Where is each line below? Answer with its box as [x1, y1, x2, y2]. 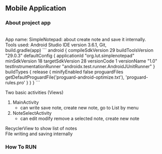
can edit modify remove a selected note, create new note [20, 115, 140, 121]
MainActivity [12, 99, 39, 105]
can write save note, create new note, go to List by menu [20, 104, 139, 111]
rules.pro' [5, 79, 25, 85]
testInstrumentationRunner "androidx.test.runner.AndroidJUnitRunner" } [5, 63, 155, 69]
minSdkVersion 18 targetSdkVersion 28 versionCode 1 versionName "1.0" [5, 58, 158, 64]
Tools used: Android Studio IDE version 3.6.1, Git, [5, 42, 107, 48]
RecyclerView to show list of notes [5, 125, 77, 131]
